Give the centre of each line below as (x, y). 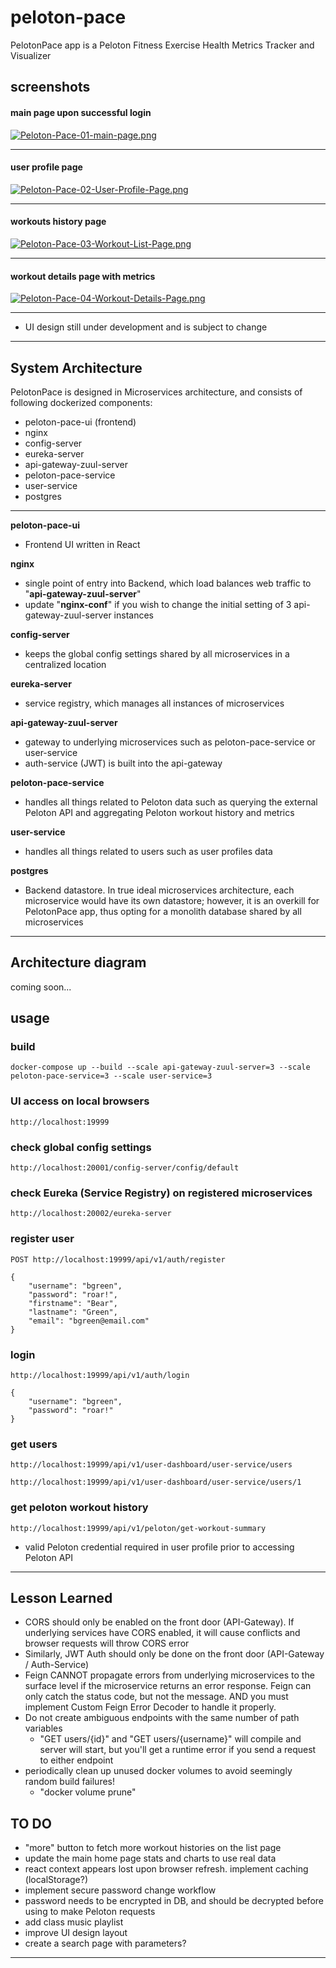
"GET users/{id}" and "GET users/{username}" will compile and (170, 1739)
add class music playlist (74, 1922)
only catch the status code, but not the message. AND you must (156, 1697)
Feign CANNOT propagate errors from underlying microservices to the (169, 1675)
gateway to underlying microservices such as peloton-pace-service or (170, 742)
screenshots (50, 87)
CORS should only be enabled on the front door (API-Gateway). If (159, 1622)
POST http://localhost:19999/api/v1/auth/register (118, 1259)
